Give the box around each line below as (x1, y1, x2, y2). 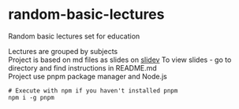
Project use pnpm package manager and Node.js (8, 71, 167, 81)
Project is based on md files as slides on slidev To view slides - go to (8, 55, 232, 64)
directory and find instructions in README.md (8, 63, 158, 72)
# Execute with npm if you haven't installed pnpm (8, 86, 178, 95)
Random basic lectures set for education (8, 31, 140, 41)
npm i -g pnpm (8, 93, 55, 101)
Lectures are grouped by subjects (8, 46, 118, 56)
